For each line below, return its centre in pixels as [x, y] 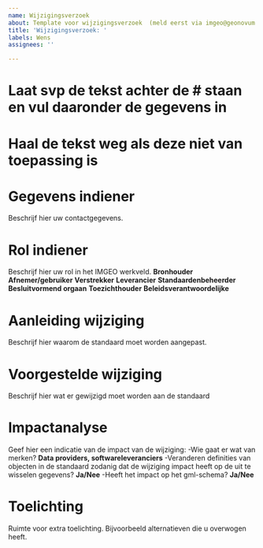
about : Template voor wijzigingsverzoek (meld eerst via [105, 23]
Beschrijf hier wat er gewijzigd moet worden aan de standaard [109, 396]
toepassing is [53, 160]
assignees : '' [31, 45]
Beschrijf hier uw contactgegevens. [66, 218]
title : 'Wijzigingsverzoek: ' [58, 30]
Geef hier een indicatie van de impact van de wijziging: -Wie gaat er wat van [132, 449]
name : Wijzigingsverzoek [49, 15]
